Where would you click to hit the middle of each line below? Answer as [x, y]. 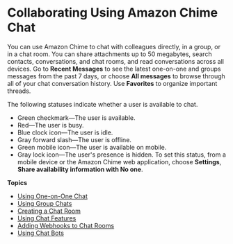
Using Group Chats [45, 203]
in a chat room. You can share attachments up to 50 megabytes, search [110, 54]
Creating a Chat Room [49, 211]
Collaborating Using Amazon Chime [112, 13]
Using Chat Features [47, 218]
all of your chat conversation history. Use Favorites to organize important [112, 83]
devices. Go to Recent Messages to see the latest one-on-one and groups [114, 69]
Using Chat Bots [41, 233]
